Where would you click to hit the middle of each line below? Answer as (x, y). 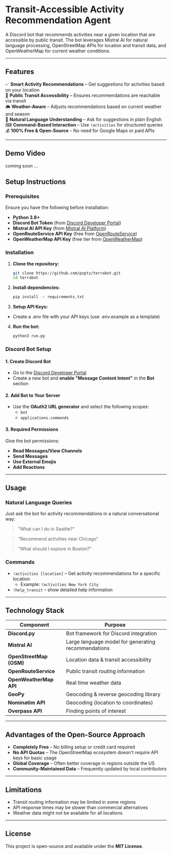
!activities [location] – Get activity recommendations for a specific (87, 573)
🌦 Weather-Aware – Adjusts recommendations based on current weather (84, 107)
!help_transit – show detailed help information (63, 590)
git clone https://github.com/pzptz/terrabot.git (67, 273)
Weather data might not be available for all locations (68, 813)
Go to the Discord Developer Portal (50, 373)
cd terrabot (25, 278)
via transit (16, 100)
